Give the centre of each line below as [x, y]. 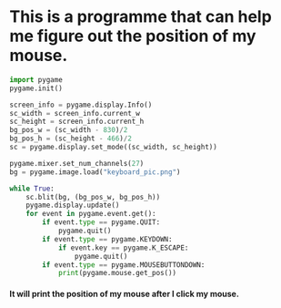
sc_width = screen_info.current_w [75, 113]
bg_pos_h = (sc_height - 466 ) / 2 [70, 139]
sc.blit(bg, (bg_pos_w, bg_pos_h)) [93, 197]
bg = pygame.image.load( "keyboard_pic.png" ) [95, 172]
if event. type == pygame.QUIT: [101, 222]
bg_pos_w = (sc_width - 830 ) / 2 [69, 130]
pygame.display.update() [73, 205]
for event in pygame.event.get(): [91, 214]
